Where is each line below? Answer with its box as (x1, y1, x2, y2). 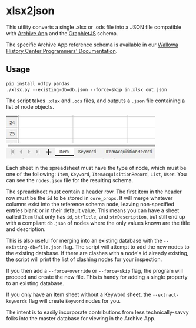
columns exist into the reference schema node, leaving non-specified (6, 200, 175, 207)
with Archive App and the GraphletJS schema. (6, 29, 118, 36)
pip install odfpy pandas (6, 81, 69, 86)
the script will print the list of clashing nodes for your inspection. (6, 256, 162, 263)
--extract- (152, 292, 180, 298)
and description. (6, 225, 46, 233)
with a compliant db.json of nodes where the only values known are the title (6, 219, 190, 226)
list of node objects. (6, 103, 54, 110)
